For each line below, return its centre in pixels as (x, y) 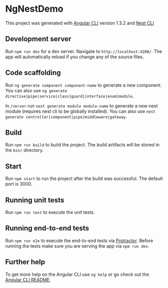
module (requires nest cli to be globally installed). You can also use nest (80, 111)
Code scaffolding (33, 73)
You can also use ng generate (36, 90)
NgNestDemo (34, 9)
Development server (38, 39)
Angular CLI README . (28, 280)
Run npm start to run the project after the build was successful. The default (84, 178)
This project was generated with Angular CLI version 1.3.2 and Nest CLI (80, 23)
